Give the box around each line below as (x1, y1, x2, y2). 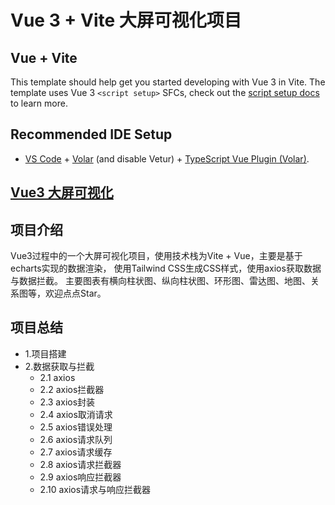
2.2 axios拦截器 (39, 383, 105, 395)
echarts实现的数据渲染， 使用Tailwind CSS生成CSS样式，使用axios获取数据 (10, 262, 322, 275)
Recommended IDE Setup (10, 126, 173, 143)
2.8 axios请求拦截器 (39, 458, 122, 470)
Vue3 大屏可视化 (10, 184, 114, 201)
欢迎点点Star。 (44, 287, 107, 300)
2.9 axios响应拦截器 (39, 471, 122, 483)
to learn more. (10, 97, 68, 109)
